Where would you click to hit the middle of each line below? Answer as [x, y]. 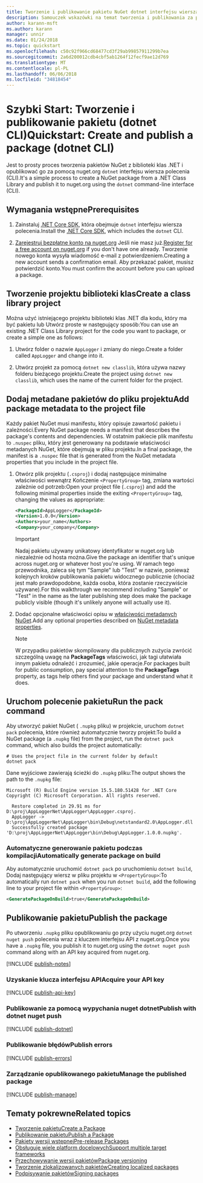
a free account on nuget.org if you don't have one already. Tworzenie [101, 249]
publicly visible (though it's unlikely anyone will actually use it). [93, 602]
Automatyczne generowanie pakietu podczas [75, 848]
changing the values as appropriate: [60, 499]
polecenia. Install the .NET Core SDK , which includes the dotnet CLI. [99, 230]
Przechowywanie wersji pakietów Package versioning [81, 1160]
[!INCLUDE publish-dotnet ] [40, 1029]
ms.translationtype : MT [36, 62]
